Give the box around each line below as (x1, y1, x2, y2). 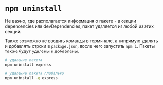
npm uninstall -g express (5, 75, 58, 80)
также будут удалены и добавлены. (5, 48, 79, 54)
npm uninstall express (5, 62, 51, 67)
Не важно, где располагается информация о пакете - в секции (5, 18, 137, 24)
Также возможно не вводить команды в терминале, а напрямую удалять (5, 38, 158, 44)
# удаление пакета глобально (5, 71, 64, 76)
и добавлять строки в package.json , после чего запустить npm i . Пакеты (5, 43, 155, 49)
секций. (5, 28, 21, 34)
